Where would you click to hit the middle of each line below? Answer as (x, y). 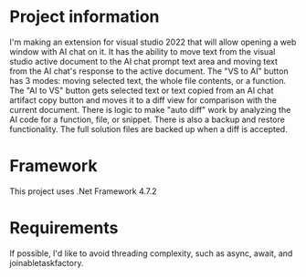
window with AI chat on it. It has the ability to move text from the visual (142, 51)
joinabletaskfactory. (47, 262)
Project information (84, 17)
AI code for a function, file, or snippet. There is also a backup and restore (147, 119)
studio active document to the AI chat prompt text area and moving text (144, 61)
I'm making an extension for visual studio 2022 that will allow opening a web (153, 42)
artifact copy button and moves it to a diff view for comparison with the (143, 100)
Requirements (64, 228)
